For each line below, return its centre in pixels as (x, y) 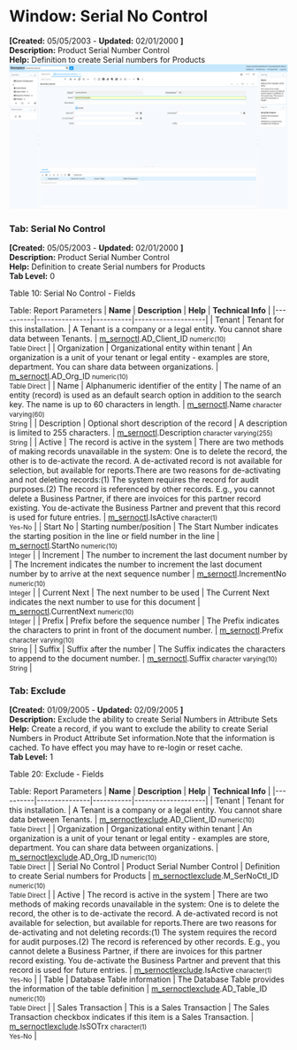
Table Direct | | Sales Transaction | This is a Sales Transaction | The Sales (139, 1008)
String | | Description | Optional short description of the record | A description (148, 423)
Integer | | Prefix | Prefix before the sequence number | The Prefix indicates (145, 621)
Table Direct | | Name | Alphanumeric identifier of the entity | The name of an (145, 386)
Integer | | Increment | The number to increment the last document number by (148, 555)
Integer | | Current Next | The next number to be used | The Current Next (139, 593)
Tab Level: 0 (32, 276)
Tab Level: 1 (31, 757)
